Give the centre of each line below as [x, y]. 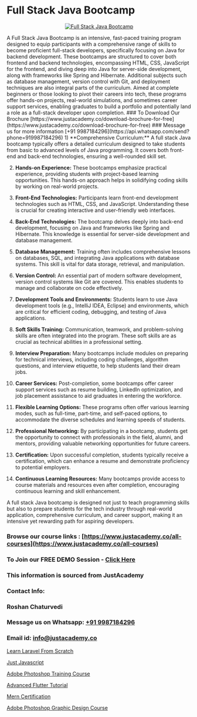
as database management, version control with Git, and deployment [89, 81]
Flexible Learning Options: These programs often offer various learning [102, 407]
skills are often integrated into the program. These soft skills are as [96, 336]
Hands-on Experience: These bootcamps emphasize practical [91, 167]
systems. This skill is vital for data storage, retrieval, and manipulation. [100, 264]
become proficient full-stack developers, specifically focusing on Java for [96, 50]
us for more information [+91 [41, 131]
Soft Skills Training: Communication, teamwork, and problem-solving [99, 329]
